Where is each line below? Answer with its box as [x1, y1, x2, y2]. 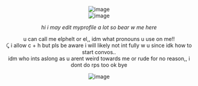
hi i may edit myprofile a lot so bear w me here [40, 24, 158, 31]
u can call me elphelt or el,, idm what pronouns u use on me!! [23, 35, 175, 42]
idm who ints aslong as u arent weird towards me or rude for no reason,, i [8, 55, 190, 62]
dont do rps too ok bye [71, 61, 127, 69]
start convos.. [81, 49, 117, 55]
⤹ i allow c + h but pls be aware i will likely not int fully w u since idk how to [6, 42, 192, 49]
